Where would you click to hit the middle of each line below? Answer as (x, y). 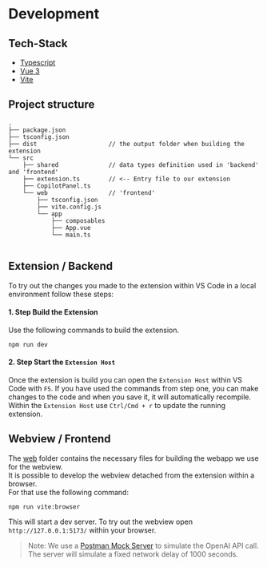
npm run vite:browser (44, 507)
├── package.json (37, 130)
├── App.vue (71, 228)
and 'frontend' (34, 172)
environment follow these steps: (61, 294)
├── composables (78, 220)
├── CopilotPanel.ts (57, 186)
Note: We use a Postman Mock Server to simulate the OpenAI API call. (143, 545)
